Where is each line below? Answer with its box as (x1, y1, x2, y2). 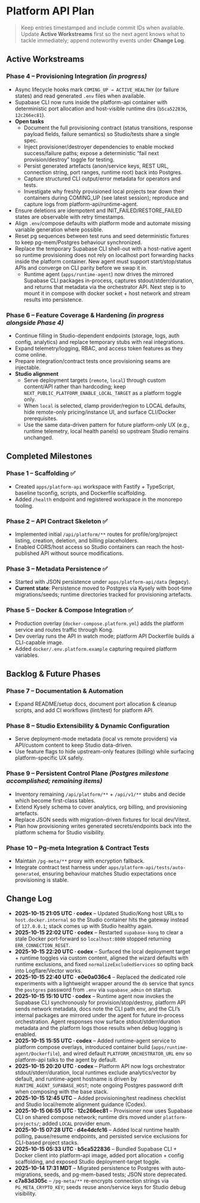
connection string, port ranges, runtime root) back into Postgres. (23, 168, 183, 176)
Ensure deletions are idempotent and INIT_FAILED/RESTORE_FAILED (14, 207, 183, 214)
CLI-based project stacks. (14, 1139, 79, 1146)
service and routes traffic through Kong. (14, 626, 113, 633)
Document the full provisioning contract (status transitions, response (23, 124, 193, 131)
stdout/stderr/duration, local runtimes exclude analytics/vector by (14, 1069, 177, 1076)
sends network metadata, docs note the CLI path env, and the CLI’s (14, 1005, 180, 1012)
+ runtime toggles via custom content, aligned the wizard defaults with (14, 954, 189, 961)
